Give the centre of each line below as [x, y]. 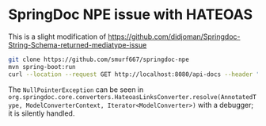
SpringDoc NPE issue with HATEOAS [131, 15]
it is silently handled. [42, 113]
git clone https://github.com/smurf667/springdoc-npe [99, 59]
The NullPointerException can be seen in [76, 90]
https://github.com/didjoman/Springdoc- [174, 36]
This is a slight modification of [57, 36]
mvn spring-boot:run [42, 67]
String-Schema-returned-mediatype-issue [78, 44]
